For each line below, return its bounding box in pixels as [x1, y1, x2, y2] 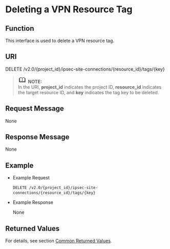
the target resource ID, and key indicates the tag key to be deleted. [17, 89, 159, 95]
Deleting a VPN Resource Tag [5, 4, 133, 15]
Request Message [5, 104, 64, 113]
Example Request [12, 175, 50, 181]
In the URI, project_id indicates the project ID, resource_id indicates [17, 84, 162, 90]
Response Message [5, 133, 70, 141]
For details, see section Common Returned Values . [5, 238, 112, 244]
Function [5, 24, 34, 33]
